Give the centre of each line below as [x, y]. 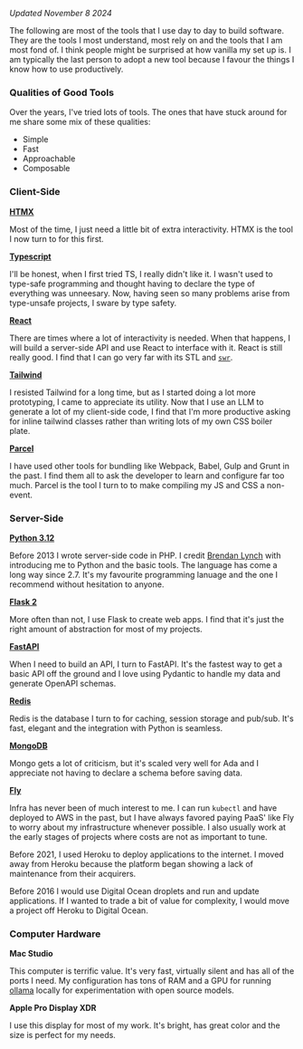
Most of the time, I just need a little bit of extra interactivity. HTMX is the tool [151, 229]
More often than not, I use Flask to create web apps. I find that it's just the [147, 619]
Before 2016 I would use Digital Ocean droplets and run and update [134, 890]
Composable [46, 168]
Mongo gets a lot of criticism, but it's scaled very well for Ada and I [134, 763]
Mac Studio [31, 954]
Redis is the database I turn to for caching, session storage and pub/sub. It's [151, 718]
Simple [35, 140]
